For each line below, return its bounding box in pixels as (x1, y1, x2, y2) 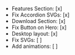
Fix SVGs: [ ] (11, 37, 42, 43)
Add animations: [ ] (11, 43, 58, 50)
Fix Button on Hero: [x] (11, 24, 67, 31)
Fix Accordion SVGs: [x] (11, 11, 70, 18)
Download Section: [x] (11, 18, 66, 24)
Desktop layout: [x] (11, 30, 58, 37)
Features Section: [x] (11, 5, 63, 12)
